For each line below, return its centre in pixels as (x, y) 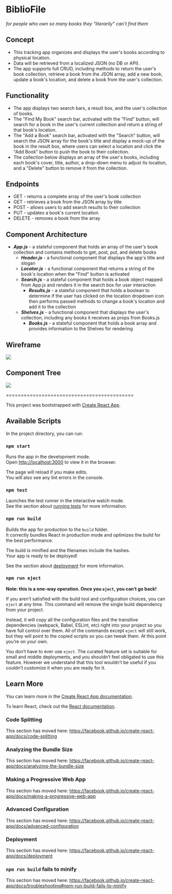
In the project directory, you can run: (44, 433)
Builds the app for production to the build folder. (57, 529)
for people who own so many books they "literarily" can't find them (77, 24)
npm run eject (23, 578)
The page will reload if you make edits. (47, 472)
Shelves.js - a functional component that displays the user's (85, 312)
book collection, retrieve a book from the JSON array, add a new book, (88, 74)
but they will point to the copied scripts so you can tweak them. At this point (86, 636)
